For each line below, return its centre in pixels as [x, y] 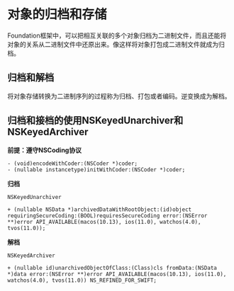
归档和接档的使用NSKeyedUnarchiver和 [95, 121]
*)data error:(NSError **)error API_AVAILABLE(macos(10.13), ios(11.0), [117, 274]
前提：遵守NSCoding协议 [44, 150]
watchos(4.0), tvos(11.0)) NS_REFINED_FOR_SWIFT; [82, 280]
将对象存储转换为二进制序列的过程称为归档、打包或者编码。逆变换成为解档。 [119, 96]
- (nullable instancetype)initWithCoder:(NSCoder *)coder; [96, 170]
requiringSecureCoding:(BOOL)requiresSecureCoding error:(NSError [107, 216]
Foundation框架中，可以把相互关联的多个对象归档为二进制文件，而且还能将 [117, 35]
